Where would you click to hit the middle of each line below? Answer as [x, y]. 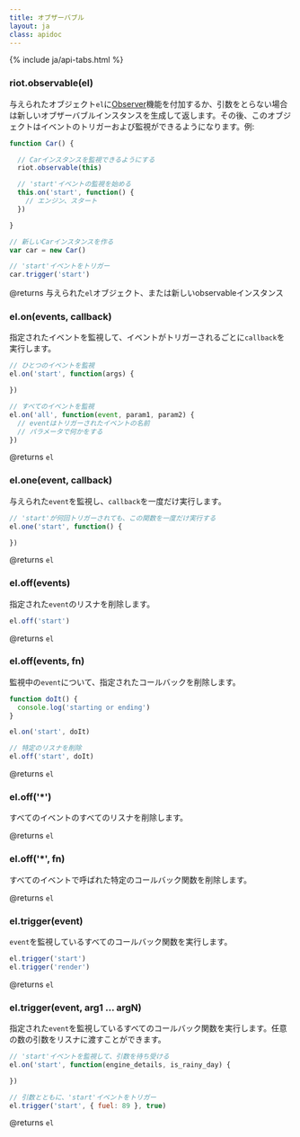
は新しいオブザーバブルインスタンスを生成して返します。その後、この [138, 115]
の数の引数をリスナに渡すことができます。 [88, 1040]
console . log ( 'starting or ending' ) [84, 707]
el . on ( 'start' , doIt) [50, 732]
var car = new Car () [48, 250]
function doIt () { [44, 699]
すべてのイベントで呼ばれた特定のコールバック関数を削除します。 [131, 879]
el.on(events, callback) [61, 317]
